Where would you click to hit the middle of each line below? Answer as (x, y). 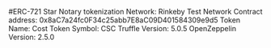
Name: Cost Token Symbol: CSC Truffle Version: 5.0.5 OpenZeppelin (123, 28)
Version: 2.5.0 (32, 37)
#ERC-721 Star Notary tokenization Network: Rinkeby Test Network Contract (135, 12)
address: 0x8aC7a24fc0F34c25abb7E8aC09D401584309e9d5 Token (125, 20)
